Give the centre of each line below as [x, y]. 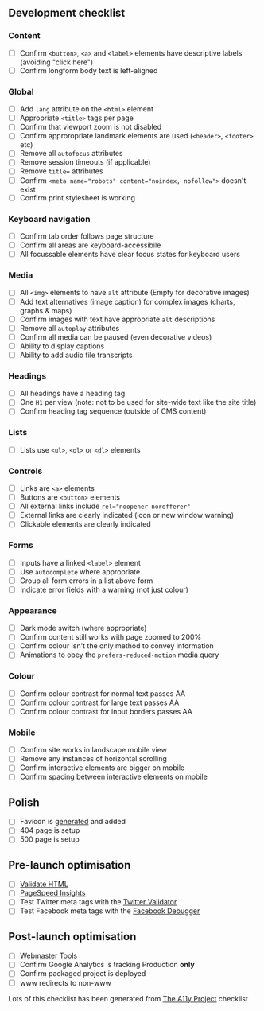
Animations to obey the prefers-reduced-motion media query [119, 655]
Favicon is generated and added [72, 822]
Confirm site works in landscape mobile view [93, 750]
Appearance [33, 610]
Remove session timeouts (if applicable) [85, 162]
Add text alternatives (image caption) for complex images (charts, [127, 301]
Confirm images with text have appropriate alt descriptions [117, 319]
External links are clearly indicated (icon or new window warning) [127, 515]
